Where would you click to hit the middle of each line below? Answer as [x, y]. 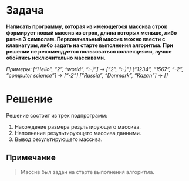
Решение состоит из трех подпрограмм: [57, 115]
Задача [25, 10]
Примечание [31, 158]
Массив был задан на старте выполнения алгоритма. [87, 172]
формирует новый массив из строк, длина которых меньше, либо [92, 32]
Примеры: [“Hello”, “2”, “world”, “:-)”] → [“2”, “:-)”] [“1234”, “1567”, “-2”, [95, 69]
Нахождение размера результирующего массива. [77, 126]
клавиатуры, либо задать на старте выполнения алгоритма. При [90, 45]
